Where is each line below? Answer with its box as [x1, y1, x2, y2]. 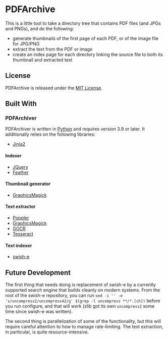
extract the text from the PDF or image [12, 46, 93, 52]
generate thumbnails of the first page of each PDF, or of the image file [12, 35, 159, 41]
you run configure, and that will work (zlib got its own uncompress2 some [5, 303, 155, 309]
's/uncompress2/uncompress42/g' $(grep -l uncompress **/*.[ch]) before [5, 298, 160, 304]
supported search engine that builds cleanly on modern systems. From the [5, 287, 160, 293]
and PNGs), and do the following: [5, 25, 74, 31]
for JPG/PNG [12, 40, 40, 46]
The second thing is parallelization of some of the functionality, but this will [5, 318, 161, 324]
